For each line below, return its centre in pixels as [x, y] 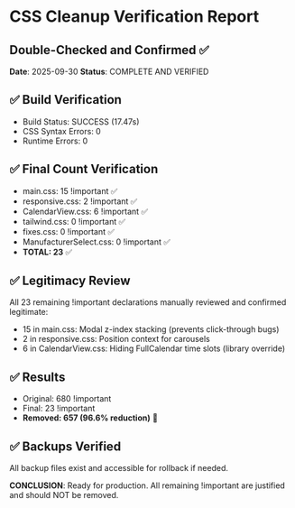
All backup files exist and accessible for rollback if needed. [119, 468]
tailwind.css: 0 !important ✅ [74, 221]
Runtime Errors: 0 [55, 141]
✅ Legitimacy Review [70, 281]
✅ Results [37, 377]
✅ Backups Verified [65, 446]
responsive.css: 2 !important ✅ [80, 201]
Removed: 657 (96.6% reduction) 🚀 [90, 418]
